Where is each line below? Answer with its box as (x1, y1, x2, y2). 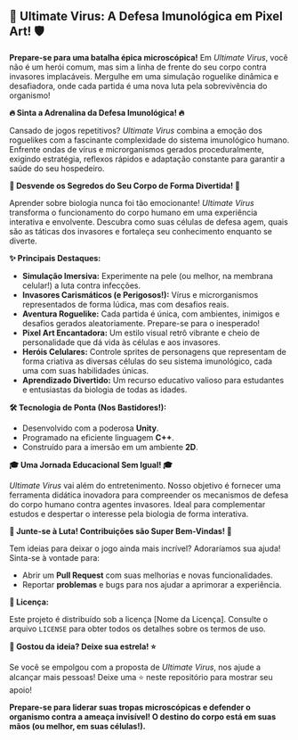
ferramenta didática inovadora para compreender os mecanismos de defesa (9, 489, 289, 500)
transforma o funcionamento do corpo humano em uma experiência (9, 207, 258, 218)
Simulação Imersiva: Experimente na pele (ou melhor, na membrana (21, 270, 274, 281)
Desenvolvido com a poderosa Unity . (21, 423, 159, 433)
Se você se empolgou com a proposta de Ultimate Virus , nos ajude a (9, 662, 261, 672)
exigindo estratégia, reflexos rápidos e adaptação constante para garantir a (9, 153, 286, 164)
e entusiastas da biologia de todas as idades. (21, 384, 188, 395)
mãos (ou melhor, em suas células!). (9, 720, 146, 731)
